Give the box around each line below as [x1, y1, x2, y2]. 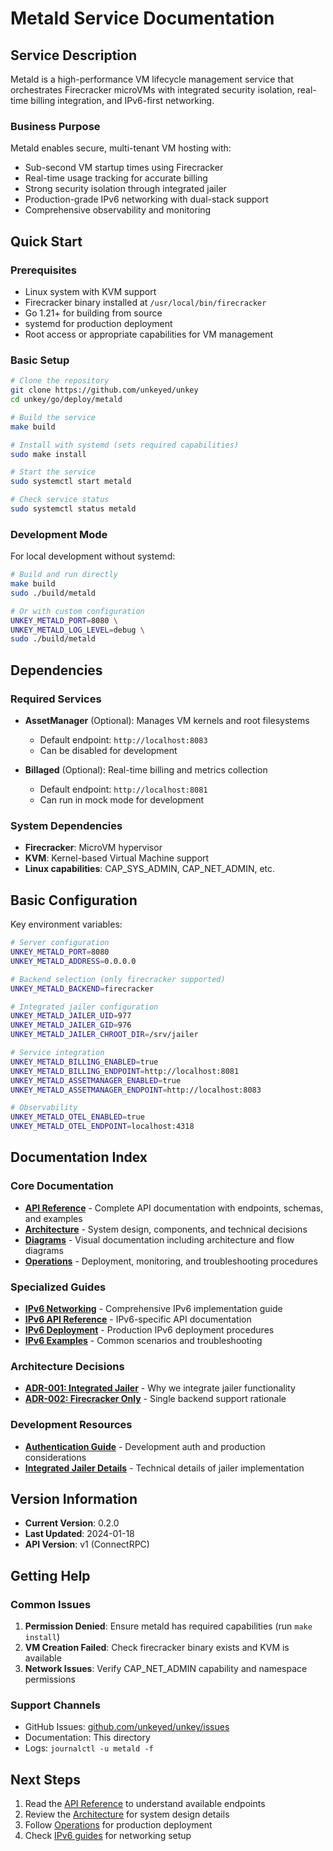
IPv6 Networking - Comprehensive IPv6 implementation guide [24, 1302, 283, 1314]
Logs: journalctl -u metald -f [24, 1742, 154, 1754]
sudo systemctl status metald [10, 504, 137, 514]
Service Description [10, 47, 137, 64]
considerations [24, 1451, 87, 1463]
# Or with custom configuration [10, 606, 145, 616]
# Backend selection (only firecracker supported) [10, 974, 226, 984]
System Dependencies [10, 818, 123, 832]
